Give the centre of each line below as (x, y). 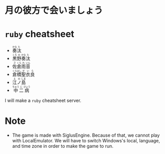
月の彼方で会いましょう (54, 10)
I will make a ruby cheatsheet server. (43, 100)
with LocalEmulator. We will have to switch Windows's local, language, (86, 141)
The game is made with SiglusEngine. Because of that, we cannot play (86, 135)
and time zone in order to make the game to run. (63, 146)
